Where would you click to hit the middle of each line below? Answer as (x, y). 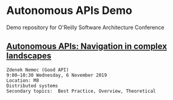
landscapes (29, 56)
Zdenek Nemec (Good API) (38, 70)
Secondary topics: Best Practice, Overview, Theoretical (81, 91)
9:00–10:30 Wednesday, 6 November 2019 (57, 75)
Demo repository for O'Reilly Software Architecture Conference (85, 27)
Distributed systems (32, 85)
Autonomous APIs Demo (69, 11)
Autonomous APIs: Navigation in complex (87, 46)
